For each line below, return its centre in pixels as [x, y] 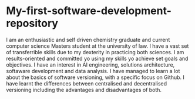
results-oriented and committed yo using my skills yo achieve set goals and [97, 58]
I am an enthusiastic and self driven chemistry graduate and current [88, 39]
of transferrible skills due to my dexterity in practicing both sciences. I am [95, 52]
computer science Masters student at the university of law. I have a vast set [97, 46]
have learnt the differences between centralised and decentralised [87, 83]
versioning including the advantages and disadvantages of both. [84, 90]
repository [32, 23]
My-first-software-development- [89, 11]
